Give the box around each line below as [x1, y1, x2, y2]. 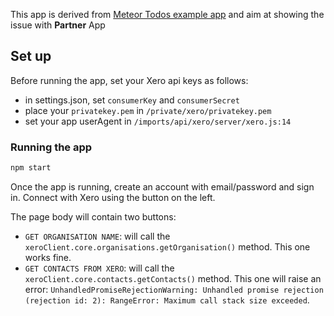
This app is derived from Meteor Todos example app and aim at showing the [10, 9, 325, 20]
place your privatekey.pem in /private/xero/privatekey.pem [24, 104, 272, 116]
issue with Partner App [10, 19, 106, 31]
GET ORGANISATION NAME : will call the [24, 230, 171, 242]
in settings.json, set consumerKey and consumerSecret [24, 94, 240, 106]
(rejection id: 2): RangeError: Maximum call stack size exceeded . [24, 294, 310, 306]
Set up [10, 48, 52, 65]
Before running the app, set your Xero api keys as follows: [10, 74, 249, 86]
